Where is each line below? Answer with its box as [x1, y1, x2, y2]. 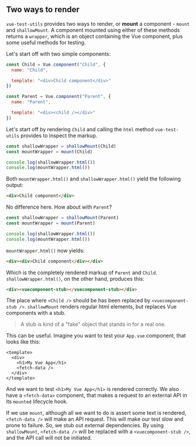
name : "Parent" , [11, 99, 51, 105]
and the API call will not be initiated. [6, 434, 92, 441]
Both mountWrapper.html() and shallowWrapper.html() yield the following [6, 175, 181, 182]
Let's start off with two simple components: [6, 50, 111, 57]
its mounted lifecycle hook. [6, 398, 68, 405]
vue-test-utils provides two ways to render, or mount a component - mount [6, 20, 190, 27]
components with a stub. [6, 309, 66, 316]
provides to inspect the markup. [20, 132, 98, 139]
